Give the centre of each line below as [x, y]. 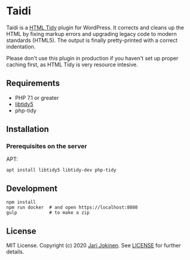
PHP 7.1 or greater [37, 97]
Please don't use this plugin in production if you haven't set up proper [92, 58]
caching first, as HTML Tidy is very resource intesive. [72, 65]
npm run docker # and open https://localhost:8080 [72, 207]
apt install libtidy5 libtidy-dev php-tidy [61, 170]
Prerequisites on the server [47, 146]
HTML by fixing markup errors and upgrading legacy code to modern [91, 33]
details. [15, 252]
